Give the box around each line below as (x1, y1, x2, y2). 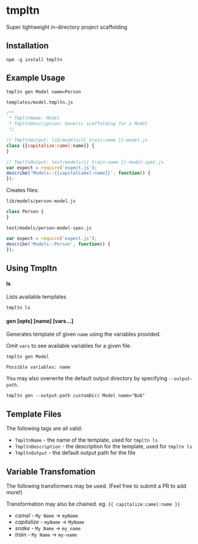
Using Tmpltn (6, 263, 58, 273)
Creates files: (6, 187, 39, 194)
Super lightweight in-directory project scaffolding (6, 23, 128, 31)
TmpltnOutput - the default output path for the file (14, 449, 136, 457)
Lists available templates (6, 293, 67, 300)
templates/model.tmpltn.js (6, 99, 73, 105)
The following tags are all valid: (6, 425, 83, 432)
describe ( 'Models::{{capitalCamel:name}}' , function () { (6, 170, 151, 177)
